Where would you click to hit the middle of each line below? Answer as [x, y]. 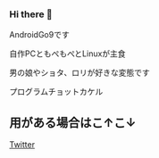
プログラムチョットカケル [56, 92]
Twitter [22, 145]
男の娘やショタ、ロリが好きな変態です [79, 73]
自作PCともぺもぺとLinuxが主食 [68, 54]
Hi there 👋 [31, 14]
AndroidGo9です [39, 35]
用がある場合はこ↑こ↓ [73, 123]
